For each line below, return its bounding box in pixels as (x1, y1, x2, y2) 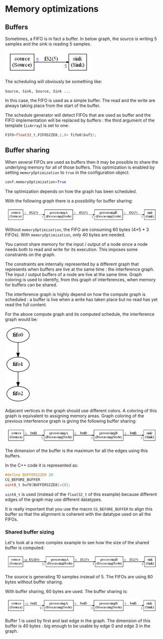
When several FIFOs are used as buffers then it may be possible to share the (5, 159, 159, 165)
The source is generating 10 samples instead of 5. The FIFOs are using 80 (5, 574, 153, 579)
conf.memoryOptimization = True (5, 179, 67, 184)
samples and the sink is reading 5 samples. (5, 41, 91, 47)
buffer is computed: (5, 545, 45, 551)
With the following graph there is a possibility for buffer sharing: (5, 198, 133, 204)
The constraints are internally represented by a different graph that (5, 261, 139, 267)
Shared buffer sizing (5, 529, 54, 535)
